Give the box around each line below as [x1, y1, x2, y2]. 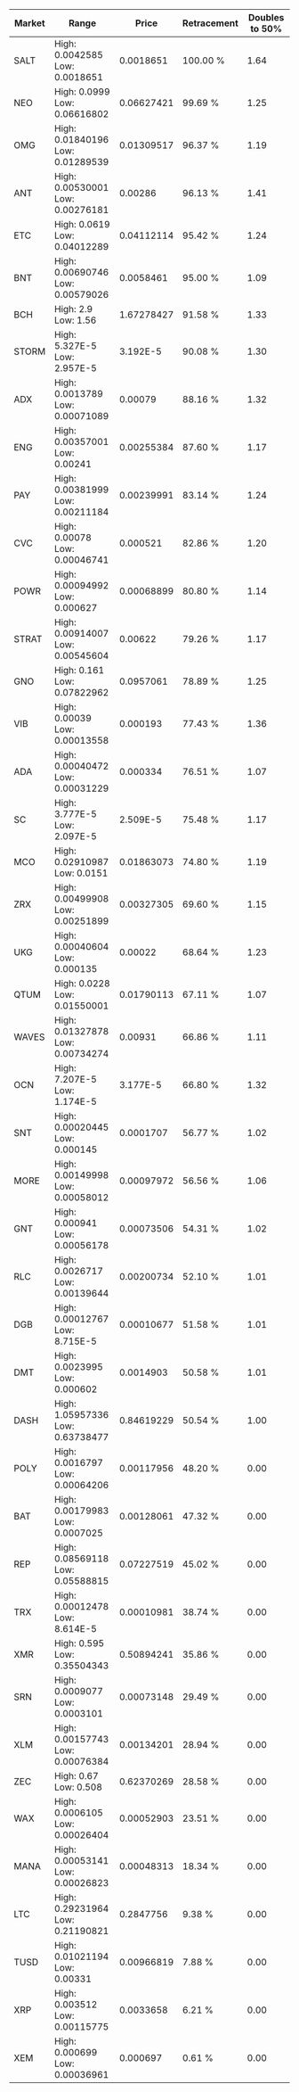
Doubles [247, 12, 285, 23]
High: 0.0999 [54, 86, 110, 97]
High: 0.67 [54, 1770, 100, 1782]
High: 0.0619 [54, 218, 110, 230]
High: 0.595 [54, 1637, 105, 1649]
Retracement [182, 17, 238, 29]
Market [13, 17, 46, 29]
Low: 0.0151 [54, 867, 109, 879]
